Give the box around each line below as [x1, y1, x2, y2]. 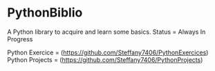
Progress [7, 34, 33, 43]
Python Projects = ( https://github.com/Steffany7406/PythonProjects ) [7, 55, 203, 63]
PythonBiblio [7, 5, 83, 21]
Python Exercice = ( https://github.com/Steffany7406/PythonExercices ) [7, 48, 209, 57]
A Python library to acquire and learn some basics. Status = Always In [7, 28, 206, 36]
